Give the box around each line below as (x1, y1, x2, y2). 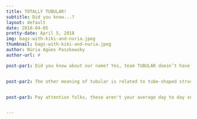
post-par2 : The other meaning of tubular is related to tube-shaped (6, 79, 177, 84)
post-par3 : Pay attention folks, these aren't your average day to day (6, 94, 185, 100)
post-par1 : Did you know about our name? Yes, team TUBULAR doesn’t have (6, 63, 191, 69)
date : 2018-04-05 (6, 25, 49, 31)
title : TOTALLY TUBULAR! (6, 8, 67, 15)
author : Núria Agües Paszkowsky (6, 47, 85, 53)
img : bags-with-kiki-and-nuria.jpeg (6, 36, 96, 42)
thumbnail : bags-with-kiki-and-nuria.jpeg (6, 42, 111, 47)
